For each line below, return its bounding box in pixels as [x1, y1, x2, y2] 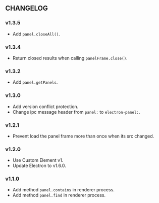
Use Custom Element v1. [12, 157, 64, 163]
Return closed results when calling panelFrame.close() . [12, 55, 128, 61]
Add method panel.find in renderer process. [12, 192, 106, 198]
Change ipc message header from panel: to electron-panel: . [12, 109, 140, 115]
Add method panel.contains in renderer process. [12, 187, 115, 193]
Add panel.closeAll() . [12, 30, 61, 37]
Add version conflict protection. [12, 104, 79, 110]
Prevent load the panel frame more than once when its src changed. [12, 133, 154, 139]
